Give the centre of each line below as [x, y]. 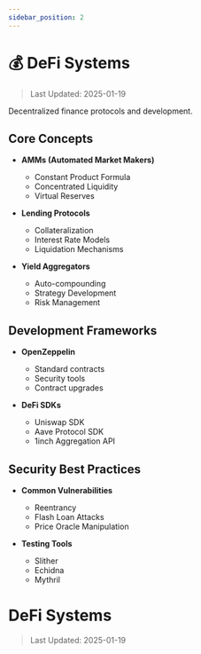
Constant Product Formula [82, 177]
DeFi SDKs [41, 406]
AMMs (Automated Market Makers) [88, 160]
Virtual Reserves [64, 196]
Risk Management [67, 303]
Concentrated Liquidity [76, 186]
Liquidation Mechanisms [79, 249]
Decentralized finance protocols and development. [100, 111]
